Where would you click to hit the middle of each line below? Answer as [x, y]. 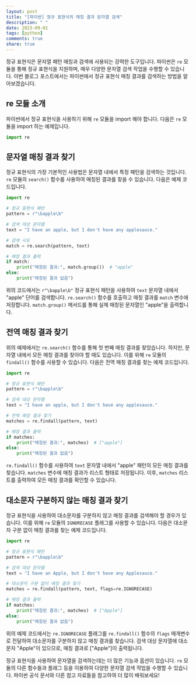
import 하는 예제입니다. [43, 126]
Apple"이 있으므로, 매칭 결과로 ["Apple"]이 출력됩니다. [82, 648]
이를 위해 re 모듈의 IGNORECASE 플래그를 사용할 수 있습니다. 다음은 [98, 523]
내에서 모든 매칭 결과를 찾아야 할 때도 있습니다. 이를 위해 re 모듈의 [92, 355]
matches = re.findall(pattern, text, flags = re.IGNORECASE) [79, 589]
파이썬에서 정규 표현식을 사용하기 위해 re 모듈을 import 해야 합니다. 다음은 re [94, 119]
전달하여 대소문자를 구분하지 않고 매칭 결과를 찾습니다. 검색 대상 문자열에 [94, 641]
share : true [20, 44]
